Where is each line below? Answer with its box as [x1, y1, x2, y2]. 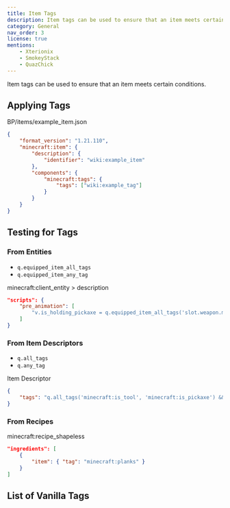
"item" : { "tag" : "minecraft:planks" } [31, 458, 146, 465]
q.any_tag [16, 363, 46, 370]
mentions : [7, 42, 36, 49]
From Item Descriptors [7, 338, 84, 348]
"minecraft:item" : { [19, 144, 78, 151]
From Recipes [7, 416, 53, 426]
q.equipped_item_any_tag [16, 271, 88, 278]
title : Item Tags [7, 10, 57, 17]
